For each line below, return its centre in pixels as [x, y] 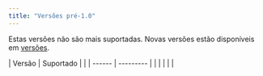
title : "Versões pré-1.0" [52, 16]
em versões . [29, 47]
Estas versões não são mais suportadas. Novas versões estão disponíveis [131, 39]
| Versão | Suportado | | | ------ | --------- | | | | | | [91, 63]
